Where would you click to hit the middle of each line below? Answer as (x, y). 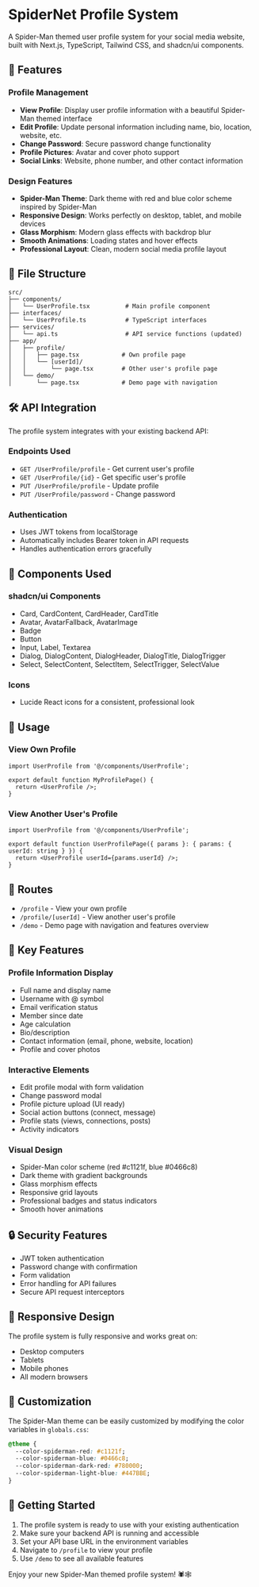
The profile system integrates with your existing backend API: (109, 431)
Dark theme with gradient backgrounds (84, 1176)
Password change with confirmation (78, 1267)
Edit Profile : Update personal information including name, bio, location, (135, 127)
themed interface (64, 118)
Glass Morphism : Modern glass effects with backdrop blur (115, 232)
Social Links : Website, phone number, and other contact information (131, 160)
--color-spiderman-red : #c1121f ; (70, 1451)
